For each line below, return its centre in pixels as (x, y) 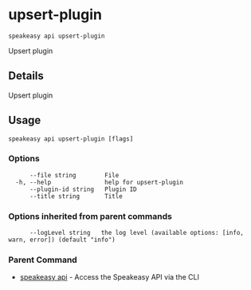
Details (26, 76)
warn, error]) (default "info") (62, 240)
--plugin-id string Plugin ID (83, 189)
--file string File (74, 175)
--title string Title (76, 196)
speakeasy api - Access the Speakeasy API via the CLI (109, 277)
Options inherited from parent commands (90, 216)
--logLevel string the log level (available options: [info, (137, 233)
